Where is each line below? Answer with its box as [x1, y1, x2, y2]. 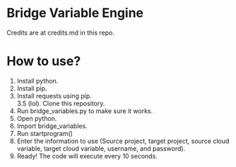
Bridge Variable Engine [6, 5, 144, 21]
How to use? [6, 53, 81, 69]
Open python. [16, 114, 57, 122]
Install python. [16, 76, 59, 85]
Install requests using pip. [16, 91, 93, 100]
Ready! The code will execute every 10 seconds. [16, 151, 158, 160]
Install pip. [16, 83, 47, 93]
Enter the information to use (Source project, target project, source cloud [16, 137, 230, 145]
